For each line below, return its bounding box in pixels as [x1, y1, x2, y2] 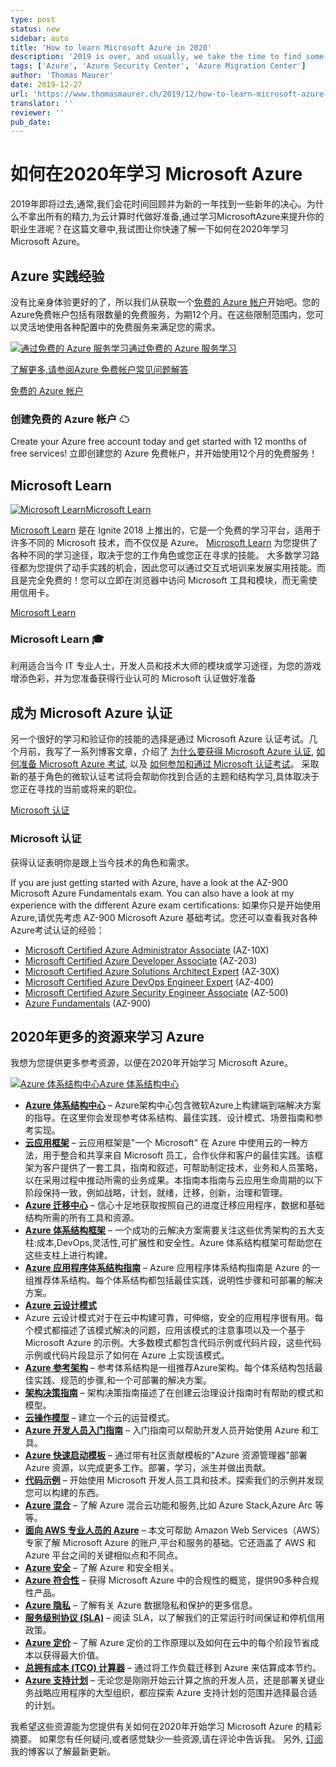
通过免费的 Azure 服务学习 [128, 342, 237, 354]
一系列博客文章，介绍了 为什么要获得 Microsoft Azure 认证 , [71, 746, 315, 758]
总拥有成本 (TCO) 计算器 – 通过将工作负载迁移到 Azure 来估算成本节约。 [24, 1662, 322, 1674]
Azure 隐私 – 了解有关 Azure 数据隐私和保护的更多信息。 [24, 1599, 258, 1611]
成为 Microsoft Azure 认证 [10, 704, 173, 721]
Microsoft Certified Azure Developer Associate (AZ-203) [24, 954, 258, 966]
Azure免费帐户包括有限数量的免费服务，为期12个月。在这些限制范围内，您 [10, 309, 316, 320]
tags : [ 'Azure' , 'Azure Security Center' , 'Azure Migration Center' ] [10, 61, 307, 71]
